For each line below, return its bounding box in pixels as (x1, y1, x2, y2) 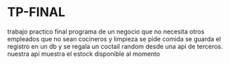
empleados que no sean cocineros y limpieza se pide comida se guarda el (7, 34, 222, 43)
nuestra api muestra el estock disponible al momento (7, 50, 161, 58)
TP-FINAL (7, 4, 65, 20)
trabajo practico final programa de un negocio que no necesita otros (7, 27, 205, 36)
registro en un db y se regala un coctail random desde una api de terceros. (7, 42, 223, 50)
